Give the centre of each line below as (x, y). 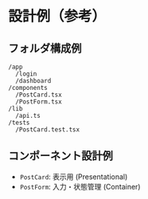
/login (26, 74)
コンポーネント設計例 (60, 156)
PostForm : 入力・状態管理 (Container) (80, 186)
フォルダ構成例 (45, 48)
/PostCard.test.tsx (48, 130)
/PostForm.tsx (39, 102)
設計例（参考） (57, 16)
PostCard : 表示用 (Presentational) (74, 177)
